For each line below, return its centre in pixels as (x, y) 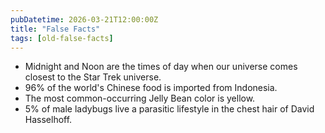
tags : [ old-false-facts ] (62, 38)
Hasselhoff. (48, 120)
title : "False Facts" (55, 29)
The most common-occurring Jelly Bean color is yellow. (140, 98)
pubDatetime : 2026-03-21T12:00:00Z (84, 19)
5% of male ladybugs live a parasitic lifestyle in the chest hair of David (169, 109)
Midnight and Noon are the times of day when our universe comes (161, 67)
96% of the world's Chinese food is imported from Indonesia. (151, 88)
